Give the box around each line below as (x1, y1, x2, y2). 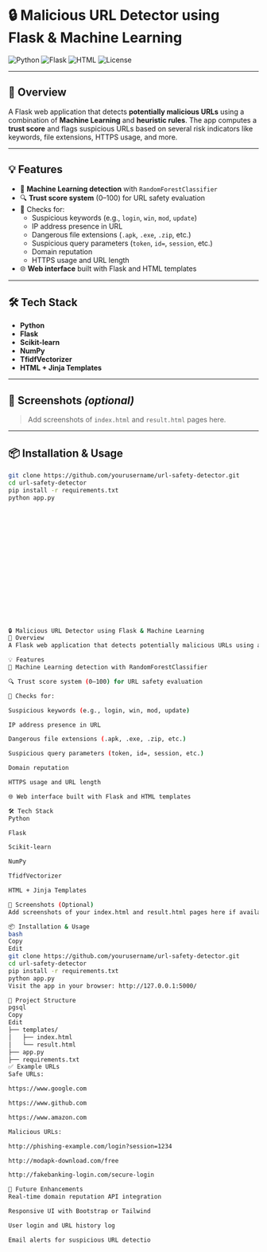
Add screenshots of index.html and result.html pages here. (27, 415, 226, 425)
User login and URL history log (8, 1221, 115, 1230)
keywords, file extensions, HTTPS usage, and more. (8, 132, 178, 142)
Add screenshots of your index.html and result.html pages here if (8, 908, 237, 916)
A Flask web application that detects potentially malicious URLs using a (8, 107, 245, 116)
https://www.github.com (8, 1099, 87, 1107)
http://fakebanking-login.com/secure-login (8, 1171, 155, 1179)
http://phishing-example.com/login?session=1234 (8, 1142, 172, 1150)
